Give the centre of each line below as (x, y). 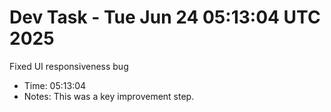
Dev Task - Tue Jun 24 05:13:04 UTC (165, 17)
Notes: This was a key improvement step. (109, 96)
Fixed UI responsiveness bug (69, 66)
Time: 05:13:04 (55, 85)
